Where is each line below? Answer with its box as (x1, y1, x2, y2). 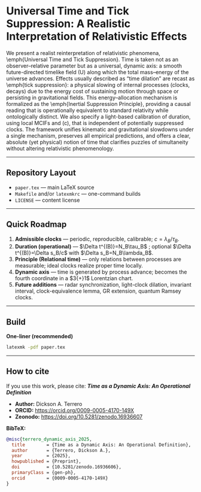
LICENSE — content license (14, 196, 80, 204)
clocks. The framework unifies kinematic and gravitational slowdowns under (6, 126, 194, 133)
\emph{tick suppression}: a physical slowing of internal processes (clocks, (6, 81, 190, 88)
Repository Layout (6, 168, 77, 178)
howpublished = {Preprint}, (11, 458, 82, 464)
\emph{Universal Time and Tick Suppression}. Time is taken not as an (6, 56, 179, 63)
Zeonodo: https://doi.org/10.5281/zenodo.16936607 (14, 413, 143, 420)
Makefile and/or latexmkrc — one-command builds (14, 190, 141, 197)
